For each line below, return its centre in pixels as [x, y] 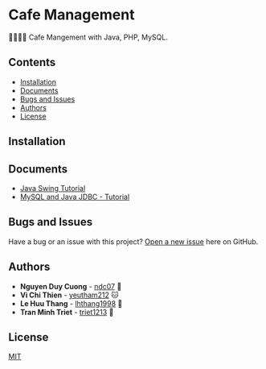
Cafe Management [72, 15]
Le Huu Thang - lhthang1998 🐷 [71, 303]
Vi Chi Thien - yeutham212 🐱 [69, 295]
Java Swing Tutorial [53, 188]
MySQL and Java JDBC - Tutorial [75, 197]
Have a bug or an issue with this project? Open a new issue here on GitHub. [133, 241]
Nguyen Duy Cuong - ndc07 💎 [71, 286]
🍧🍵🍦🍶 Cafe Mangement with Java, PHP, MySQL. [88, 37]
